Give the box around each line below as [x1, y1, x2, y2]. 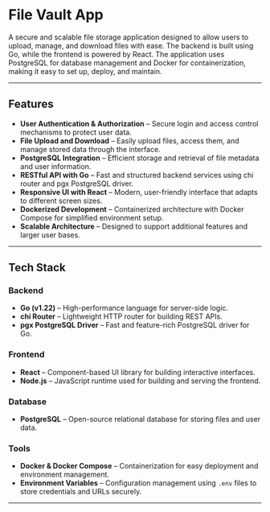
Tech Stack [8, 261, 66, 275]
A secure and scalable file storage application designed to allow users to [8, 32, 249, 42]
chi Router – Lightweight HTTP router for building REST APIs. [19, 312, 223, 321]
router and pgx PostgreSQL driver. [19, 179, 134, 188]
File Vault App [8, 6, 104, 24]
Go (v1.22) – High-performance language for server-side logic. [19, 303, 229, 313]
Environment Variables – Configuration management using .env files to [19, 478, 257, 488]
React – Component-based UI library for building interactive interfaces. [19, 367, 256, 377]
